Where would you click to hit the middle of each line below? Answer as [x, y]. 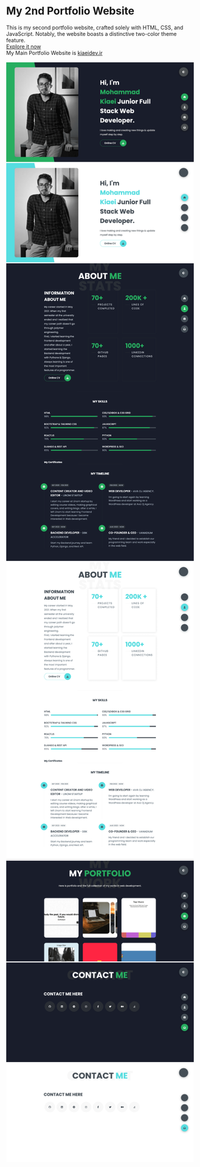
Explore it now [24, 47]
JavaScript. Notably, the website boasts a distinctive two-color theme [91, 33]
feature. [16, 40]
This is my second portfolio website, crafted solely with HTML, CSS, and [95, 27]
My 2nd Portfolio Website [71, 11]
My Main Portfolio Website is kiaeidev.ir [54, 53]
